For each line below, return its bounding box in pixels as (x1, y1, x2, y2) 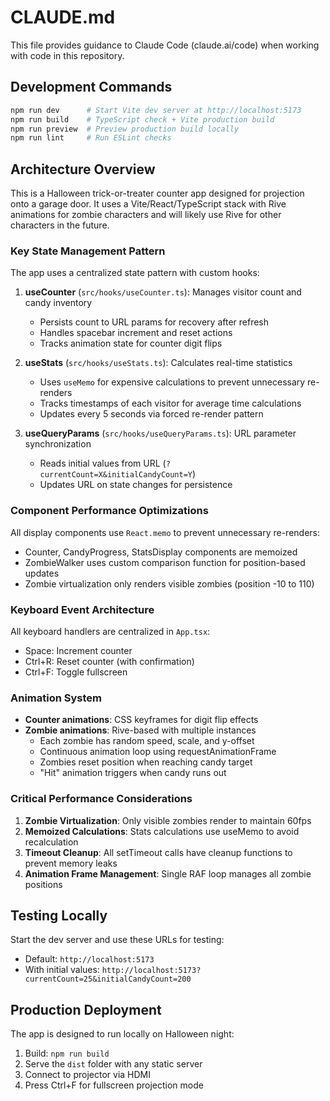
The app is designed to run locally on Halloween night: (10, 1028, 235, 1040)
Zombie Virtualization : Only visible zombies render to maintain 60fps (24, 814, 312, 826)
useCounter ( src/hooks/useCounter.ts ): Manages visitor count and (24, 286, 302, 298)
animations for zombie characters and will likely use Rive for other (10, 209, 282, 221)
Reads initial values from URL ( (39, 457, 167, 470)
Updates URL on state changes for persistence (39, 479, 233, 491)
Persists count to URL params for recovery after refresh (39, 316, 270, 328)
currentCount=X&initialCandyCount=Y (39, 470, 193, 480)
